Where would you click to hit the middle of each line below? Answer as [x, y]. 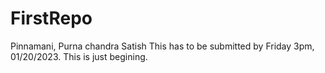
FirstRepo [51, 18]
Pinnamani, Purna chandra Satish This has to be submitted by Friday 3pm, [162, 46]
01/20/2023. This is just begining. [79, 56]
